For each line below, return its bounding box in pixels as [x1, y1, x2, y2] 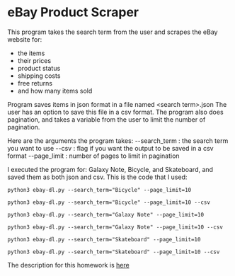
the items [17, 49, 45, 57]
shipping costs [17, 71, 61, 80]
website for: [7, 35, 42, 43]
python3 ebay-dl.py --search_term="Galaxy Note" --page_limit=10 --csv [7, 224, 223, 231]
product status [17, 64, 61, 72]
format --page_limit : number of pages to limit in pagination [7, 151, 180, 160]
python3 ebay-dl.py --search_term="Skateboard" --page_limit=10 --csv [7, 248, 220, 255]
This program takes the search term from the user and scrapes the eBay [7, 28, 218, 36]
